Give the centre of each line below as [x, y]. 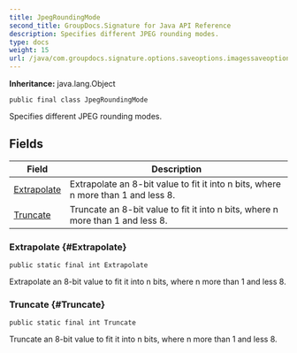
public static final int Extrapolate [79, 265]
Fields [27, 144]
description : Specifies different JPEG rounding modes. [114, 34]
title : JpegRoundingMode [55, 17]
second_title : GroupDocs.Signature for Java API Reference [120, 26]
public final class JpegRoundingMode [79, 100]
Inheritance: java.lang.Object [63, 84]
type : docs [29, 42]
